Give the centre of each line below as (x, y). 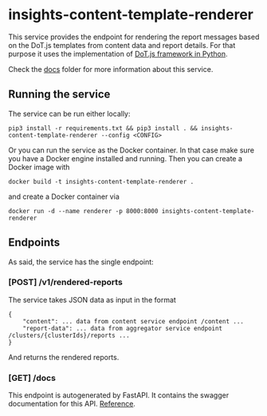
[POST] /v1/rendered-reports (66, 283)
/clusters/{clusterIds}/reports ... (69, 335)
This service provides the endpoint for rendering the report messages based (134, 37)
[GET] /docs (32, 378)
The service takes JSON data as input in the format (92, 299)
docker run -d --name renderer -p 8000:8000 (83, 211)
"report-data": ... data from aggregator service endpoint (123, 328)
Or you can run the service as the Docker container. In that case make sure (132, 150)
